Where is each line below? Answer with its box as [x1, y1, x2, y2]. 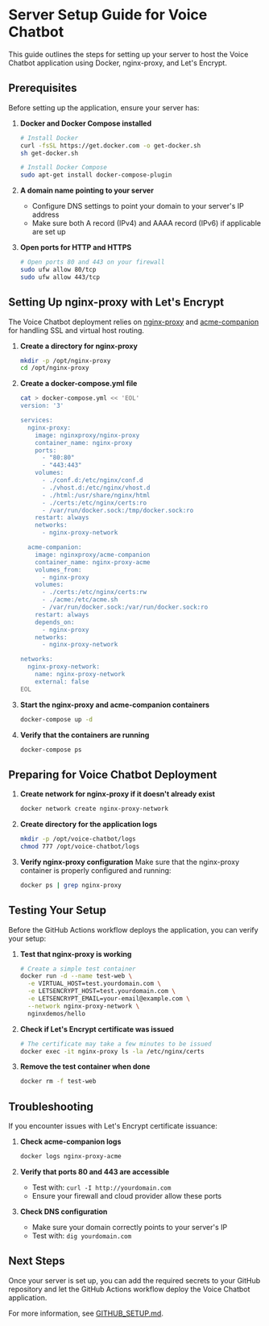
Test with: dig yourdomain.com [31, 1231, 132, 1241]
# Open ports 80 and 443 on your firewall [19, 258, 165, 267]
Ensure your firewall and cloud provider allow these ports [31, 1191, 222, 1200]
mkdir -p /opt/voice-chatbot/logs [19, 835, 136, 843]
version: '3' [19, 401, 64, 410]
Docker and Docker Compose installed [19, 118, 152, 128]
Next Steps [8, 1254, 65, 1268]
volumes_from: [35, 566, 82, 574]
